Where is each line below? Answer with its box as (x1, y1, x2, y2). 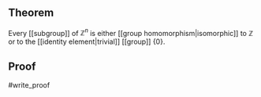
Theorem (8, 6, 54, 20)
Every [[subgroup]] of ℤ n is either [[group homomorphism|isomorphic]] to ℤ (8, 27, 254, 38)
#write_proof (8, 81, 50, 90)
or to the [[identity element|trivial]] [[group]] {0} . (8, 37, 166, 46)
